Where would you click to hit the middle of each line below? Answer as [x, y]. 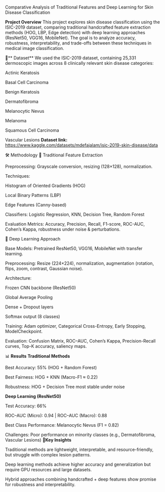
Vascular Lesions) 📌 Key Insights [38, 440]
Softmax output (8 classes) [33, 317]
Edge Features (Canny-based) [36, 205]
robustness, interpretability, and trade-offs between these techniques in [78, 43]
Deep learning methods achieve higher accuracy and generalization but [78, 464]
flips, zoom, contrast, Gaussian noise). [44, 269]
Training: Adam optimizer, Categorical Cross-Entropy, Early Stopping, [76, 326]
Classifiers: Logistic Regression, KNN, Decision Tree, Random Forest [75, 214]
